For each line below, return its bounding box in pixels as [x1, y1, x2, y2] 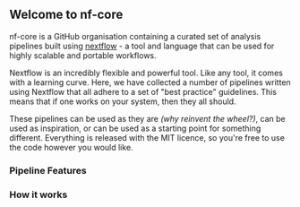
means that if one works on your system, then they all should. [9, 96, 236, 107]
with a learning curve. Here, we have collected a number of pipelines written [9, 76, 291, 88]
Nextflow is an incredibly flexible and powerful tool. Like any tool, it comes [9, 67, 284, 78]
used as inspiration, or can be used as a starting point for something [9, 123, 261, 134]
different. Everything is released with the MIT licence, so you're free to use [9, 132, 285, 142]
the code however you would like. [9, 142, 133, 152]
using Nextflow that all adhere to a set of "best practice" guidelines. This [9, 86, 278, 97]
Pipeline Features [9, 164, 87, 177]
